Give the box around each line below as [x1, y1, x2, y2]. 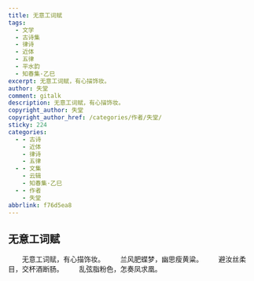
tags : [8, 19, 26, 27]
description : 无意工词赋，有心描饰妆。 [8, 99, 124, 107]
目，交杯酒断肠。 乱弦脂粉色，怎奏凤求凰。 [8, 265, 162, 274]
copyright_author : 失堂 [8, 107, 84, 115]
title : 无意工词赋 [8, 11, 63, 20]
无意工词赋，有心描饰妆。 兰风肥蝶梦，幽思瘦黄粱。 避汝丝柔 [22, 254, 246, 264]
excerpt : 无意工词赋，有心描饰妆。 [8, 77, 111, 85]
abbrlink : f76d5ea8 [8, 201, 72, 209]
